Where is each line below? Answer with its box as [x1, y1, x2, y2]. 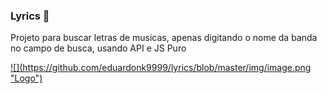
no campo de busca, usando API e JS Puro [10, 42, 187, 54]
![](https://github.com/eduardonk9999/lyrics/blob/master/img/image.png [10, 62, 312, 74]
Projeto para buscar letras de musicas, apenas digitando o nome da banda [10, 32, 318, 44]
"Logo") [10, 72, 43, 84]
